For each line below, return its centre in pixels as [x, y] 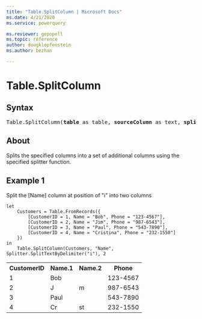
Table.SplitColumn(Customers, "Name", [66, 248]
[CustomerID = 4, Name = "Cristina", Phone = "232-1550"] [102, 232]
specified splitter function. [39, 162]
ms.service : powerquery [36, 23]
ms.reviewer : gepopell [35, 34]
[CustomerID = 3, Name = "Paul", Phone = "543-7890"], [98, 227]
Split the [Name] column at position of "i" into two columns [79, 195]
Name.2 [90, 268]
